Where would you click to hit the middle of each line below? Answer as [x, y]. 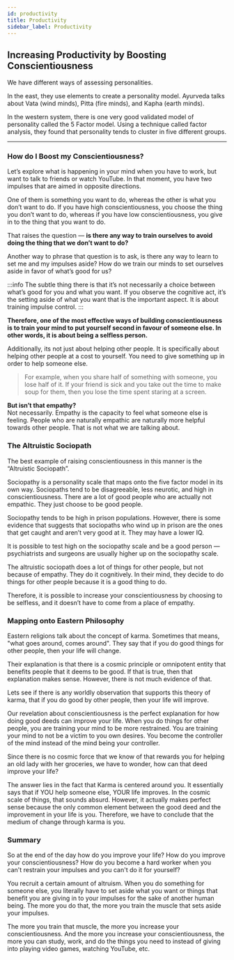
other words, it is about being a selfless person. [78, 335]
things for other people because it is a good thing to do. [87, 581]
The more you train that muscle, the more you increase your [93, 927]
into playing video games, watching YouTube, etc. [78, 949]
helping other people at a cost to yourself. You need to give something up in [116, 356]
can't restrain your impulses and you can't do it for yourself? [94, 870]
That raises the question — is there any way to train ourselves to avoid [110, 236]
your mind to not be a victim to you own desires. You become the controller [115, 736]
